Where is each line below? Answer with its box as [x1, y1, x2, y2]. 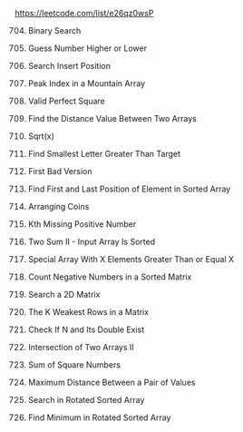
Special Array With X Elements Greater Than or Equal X [27, 254, 235, 264]
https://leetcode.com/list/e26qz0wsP [15, 8, 154, 18]
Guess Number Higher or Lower [27, 43, 148, 54]
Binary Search [27, 25, 82, 35]
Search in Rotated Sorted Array [27, 395, 145, 405]
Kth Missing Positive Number [27, 219, 137, 230]
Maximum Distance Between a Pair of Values [27, 377, 196, 388]
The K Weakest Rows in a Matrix [27, 307, 149, 317]
